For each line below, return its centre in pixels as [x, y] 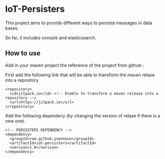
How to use [23, 53]
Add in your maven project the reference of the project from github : [75, 65]
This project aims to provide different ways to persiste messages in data [79, 23]
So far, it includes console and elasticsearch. [51, 38]
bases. [12, 28]
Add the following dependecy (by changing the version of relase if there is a [82, 115]
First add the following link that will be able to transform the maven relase [80, 75]
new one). [15, 121]
